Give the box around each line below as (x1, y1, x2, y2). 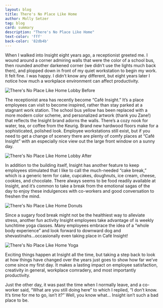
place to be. (5, 297, 29, 303)
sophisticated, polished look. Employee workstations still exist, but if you (5, 127, 150, 134)
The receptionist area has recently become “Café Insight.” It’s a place (5, 97, 144, 103)
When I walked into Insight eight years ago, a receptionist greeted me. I (5, 52, 148, 58)
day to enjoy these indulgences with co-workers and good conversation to (5, 188, 154, 194)
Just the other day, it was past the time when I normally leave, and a (5, 282, 142, 288)
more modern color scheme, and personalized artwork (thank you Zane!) (5, 112, 151, 118)
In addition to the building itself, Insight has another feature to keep (5, 162, 140, 168)
